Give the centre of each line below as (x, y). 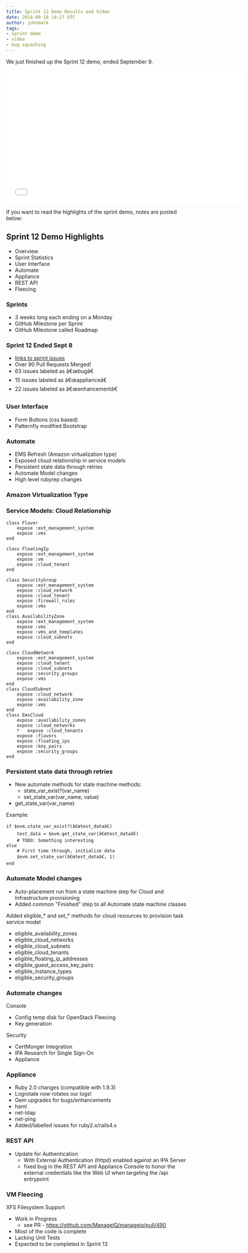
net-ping (25, 1119)
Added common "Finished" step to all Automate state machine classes (100, 904)
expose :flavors (37, 736)
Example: (17, 815)
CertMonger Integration (44, 1046)
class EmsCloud (25, 715)
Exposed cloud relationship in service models (70, 460)
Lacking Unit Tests (37, 1238)
